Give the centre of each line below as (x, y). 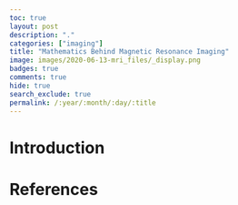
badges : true (34, 69)
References (54, 189)
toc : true (28, 18)
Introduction (57, 148)
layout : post (34, 26)
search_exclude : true (50, 94)
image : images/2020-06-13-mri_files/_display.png (105, 60)
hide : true (30, 86)
